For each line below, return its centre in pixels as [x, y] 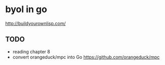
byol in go [26, 9]
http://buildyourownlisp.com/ [36, 23]
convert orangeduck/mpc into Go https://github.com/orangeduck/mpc [86, 57]
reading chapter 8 [31, 51]
